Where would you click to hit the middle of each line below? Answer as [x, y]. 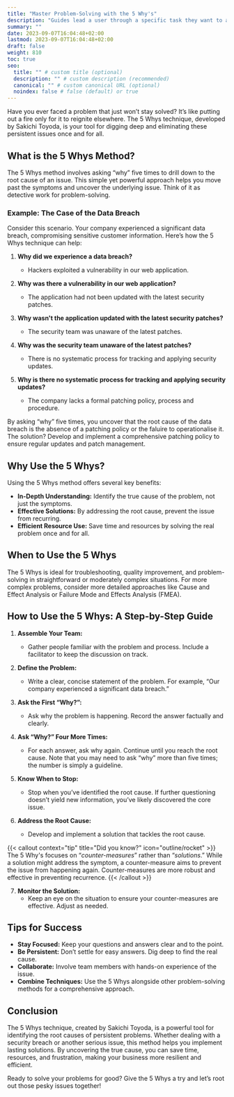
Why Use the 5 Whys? [56, 466]
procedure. [44, 408]
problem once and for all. [53, 533]
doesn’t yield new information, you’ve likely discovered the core [119, 799]
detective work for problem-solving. [59, 195]
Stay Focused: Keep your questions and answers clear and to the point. [120, 945]
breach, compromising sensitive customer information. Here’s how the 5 [110, 235]
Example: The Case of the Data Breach [74, 212]
